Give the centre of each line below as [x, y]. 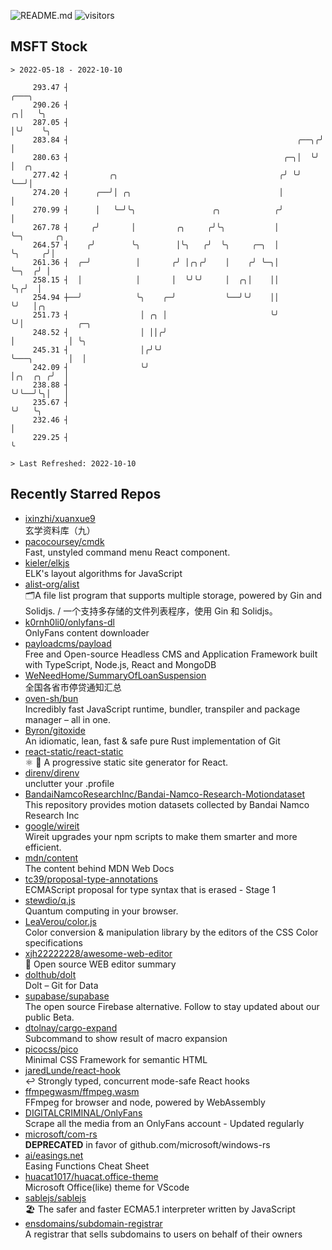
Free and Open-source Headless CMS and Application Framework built [171, 654]
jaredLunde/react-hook [72, 1070]
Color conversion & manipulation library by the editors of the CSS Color [171, 932]
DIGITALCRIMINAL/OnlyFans [83, 1112]
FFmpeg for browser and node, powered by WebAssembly [145, 1102]
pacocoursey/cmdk [64, 541]
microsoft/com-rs [61, 1134]
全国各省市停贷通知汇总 [73, 687]
